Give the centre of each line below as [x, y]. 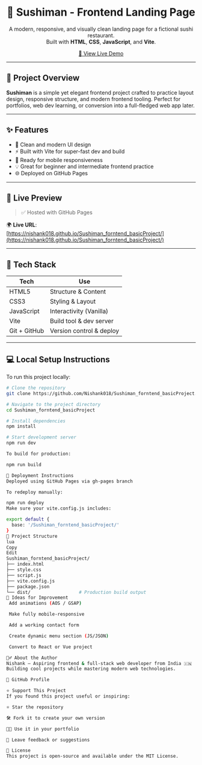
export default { [28, 520]
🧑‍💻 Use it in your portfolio [43, 729]
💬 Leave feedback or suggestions [48, 740]
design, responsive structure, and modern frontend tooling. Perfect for [93, 99]
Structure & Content [78, 292]
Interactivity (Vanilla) [79, 311]
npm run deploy [25, 503]
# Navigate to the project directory [54, 404]
